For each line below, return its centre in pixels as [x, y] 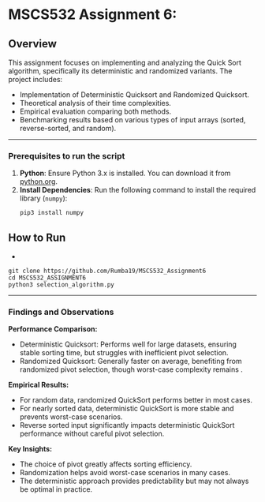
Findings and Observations [61, 312]
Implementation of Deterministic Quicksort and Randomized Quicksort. [134, 95]
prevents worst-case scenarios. [71, 417]
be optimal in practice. [56, 489]
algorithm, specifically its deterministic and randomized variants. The [120, 71]
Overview [33, 44]
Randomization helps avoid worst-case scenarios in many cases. [125, 473]
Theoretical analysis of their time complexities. [95, 103]
